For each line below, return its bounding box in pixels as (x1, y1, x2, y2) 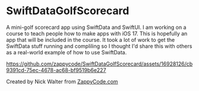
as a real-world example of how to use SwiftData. (6, 48, 127, 56)
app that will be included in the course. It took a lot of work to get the (6, 36, 175, 43)
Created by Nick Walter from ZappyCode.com (6, 78, 118, 85)
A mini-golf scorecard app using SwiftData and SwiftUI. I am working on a (6, 24, 187, 31)
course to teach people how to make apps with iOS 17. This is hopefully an (6, 30, 188, 37)
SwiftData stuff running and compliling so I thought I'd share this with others (6, 43, 192, 50)
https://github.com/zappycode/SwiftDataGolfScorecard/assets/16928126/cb (6, 60, 193, 67)
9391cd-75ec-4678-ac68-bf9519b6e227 (6, 66, 106, 73)
